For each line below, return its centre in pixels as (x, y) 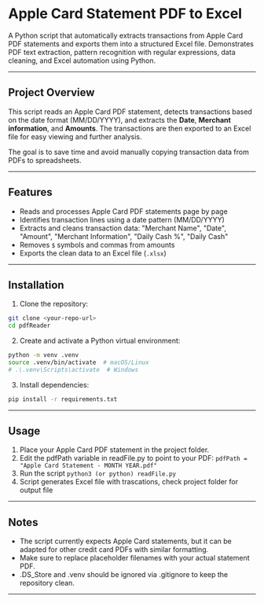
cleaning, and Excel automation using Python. (82, 61)
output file (36, 490)
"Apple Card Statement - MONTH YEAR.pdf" (88, 466)
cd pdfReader (29, 326)
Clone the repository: (54, 304)
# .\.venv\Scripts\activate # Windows (73, 370)
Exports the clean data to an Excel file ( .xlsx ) (93, 253)
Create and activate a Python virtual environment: (100, 341)
